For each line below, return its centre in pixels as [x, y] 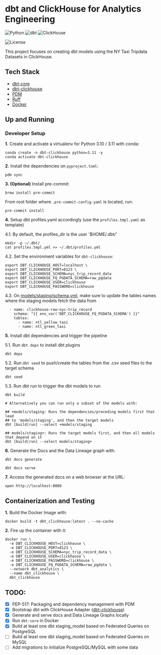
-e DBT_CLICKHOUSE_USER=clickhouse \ [48, 556]
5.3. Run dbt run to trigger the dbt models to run [53, 386]
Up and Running [30, 120]
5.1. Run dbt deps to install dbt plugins [43, 345]
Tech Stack [22, 72]
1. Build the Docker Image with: [36, 513]
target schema [19, 368]
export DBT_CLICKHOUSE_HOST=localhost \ [47, 266]
